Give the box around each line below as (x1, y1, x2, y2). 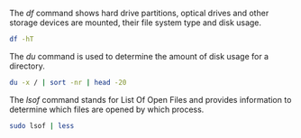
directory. (9, 60, 45, 71)
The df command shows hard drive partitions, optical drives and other (9, 8, 269, 18)
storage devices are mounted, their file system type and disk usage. (9, 17, 262, 28)
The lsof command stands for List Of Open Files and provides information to (9, 94, 292, 105)
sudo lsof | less (9, 121, 75, 130)
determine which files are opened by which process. (9, 104, 205, 115)
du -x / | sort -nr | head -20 (9, 78, 127, 87)
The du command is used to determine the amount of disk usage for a (9, 51, 269, 61)
